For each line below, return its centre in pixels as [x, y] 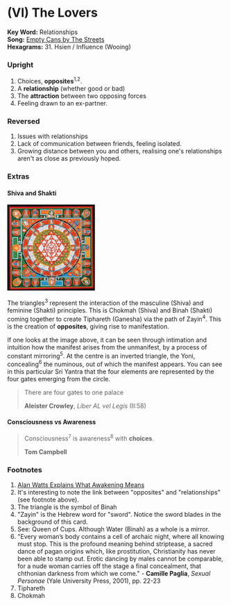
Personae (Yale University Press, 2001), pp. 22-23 [89, 581]
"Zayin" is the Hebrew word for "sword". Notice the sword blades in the [119, 515]
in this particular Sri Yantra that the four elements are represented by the [111, 371]
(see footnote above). [48, 500]
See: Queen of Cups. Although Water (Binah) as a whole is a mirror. [113, 529]
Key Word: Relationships [43, 32]
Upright [20, 65]
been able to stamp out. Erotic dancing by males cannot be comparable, [120, 559]
